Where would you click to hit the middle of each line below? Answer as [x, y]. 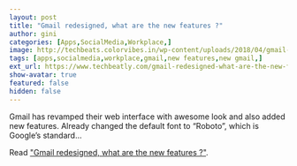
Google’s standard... [46, 135]
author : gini [33, 34]
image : [21, 50]
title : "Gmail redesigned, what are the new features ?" [116, 26]
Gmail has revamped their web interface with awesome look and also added [147, 117]
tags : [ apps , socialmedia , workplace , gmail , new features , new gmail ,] [136, 58]
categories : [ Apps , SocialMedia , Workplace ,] [91, 42]
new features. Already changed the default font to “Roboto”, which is [134, 125]
